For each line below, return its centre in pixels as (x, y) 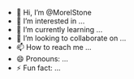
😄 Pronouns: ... (42, 59)
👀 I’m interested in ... (50, 21)
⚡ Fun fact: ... (38, 68)
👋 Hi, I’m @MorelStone (54, 12)
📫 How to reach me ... (54, 47)
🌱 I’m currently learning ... (59, 29)
